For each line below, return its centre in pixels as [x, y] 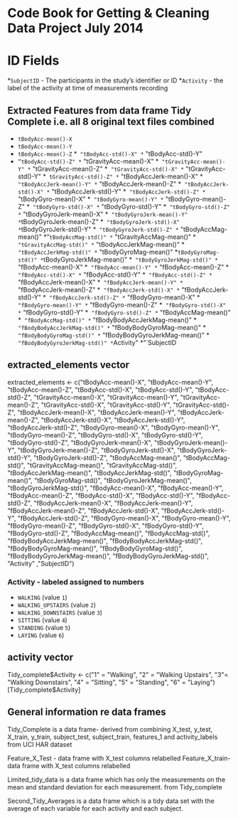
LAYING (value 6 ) [41, 635]
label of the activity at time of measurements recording [88, 88]
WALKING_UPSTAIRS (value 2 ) [57, 605]
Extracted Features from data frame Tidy [99, 111]
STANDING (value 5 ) [44, 628]
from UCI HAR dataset [40, 744]
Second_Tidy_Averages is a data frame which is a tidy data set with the [111, 801]
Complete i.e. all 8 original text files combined [111, 121]
